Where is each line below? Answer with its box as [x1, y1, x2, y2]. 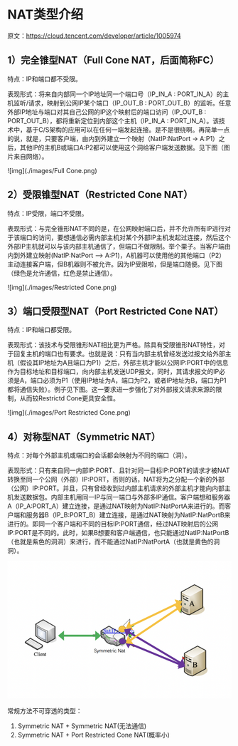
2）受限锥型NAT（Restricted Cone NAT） [7, 189, 193, 201]
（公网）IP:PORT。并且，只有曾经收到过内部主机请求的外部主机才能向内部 [7, 484, 225, 492]
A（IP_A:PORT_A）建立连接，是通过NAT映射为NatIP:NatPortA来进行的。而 [7, 502, 225, 510]
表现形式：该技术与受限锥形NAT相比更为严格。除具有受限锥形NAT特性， [7, 341, 220, 349]
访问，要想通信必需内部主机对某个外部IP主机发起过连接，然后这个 [38, 233, 231, 242]
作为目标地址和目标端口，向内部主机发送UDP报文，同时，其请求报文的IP [7, 368, 220, 376]
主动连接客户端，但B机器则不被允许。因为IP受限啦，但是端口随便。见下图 [7, 259, 222, 268]
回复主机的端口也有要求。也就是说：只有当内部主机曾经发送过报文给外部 [13, 350, 225, 358]
